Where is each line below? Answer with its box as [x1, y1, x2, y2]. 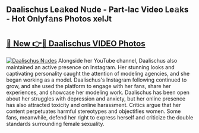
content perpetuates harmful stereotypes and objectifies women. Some [6, 108, 181, 115]
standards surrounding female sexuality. [6, 121, 105, 127]
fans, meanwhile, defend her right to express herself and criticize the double [6, 114, 194, 121]
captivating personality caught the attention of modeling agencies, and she [6, 70, 190, 77]
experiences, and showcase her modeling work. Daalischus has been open [6, 89, 190, 96]
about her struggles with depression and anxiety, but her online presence [6, 95, 186, 102]
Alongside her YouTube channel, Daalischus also [58, 57, 178, 64]
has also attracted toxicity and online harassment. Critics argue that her [6, 102, 181, 108]
